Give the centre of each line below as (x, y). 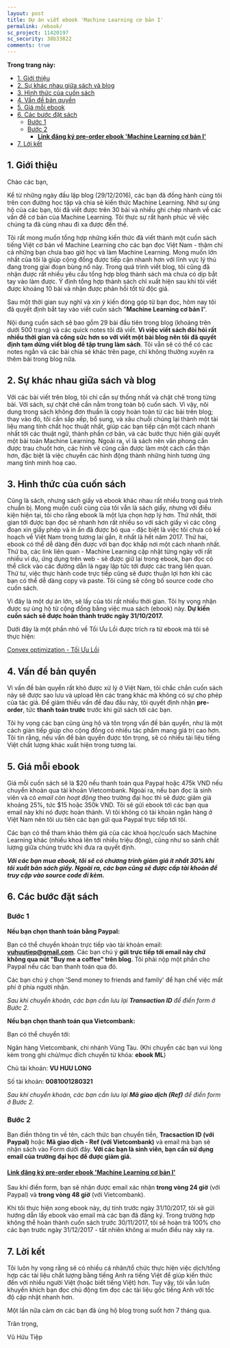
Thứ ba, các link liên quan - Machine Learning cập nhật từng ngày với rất (110, 552)
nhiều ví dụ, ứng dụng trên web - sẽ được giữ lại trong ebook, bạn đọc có (110, 559)
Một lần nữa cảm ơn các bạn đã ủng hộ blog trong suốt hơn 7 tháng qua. (109, 1310)
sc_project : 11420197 (38, 33)
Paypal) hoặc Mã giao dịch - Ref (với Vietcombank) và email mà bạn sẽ (109, 1142)
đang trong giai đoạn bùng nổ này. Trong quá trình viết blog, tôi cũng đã (108, 267)
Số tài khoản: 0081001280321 (50, 1081)
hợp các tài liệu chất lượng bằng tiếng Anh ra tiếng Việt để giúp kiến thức (110, 1275)
